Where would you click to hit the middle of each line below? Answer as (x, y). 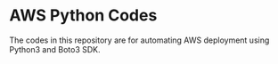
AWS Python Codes (83, 16)
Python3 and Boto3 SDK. (55, 49)
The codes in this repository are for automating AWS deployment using (139, 40)
